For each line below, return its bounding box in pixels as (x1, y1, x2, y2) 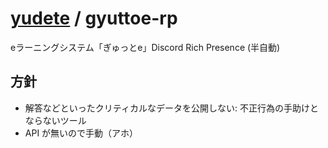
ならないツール (24, 114, 87, 126)
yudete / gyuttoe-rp (10, 7, 178, 30)
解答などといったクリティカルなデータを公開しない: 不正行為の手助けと (24, 102, 319, 114)
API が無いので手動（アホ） (24, 127, 139, 139)
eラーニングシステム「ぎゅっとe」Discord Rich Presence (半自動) (10, 41, 281, 53)
